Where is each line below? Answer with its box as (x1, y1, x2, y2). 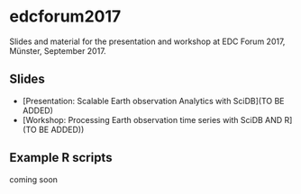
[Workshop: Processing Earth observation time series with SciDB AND (22, 114, 283, 125)
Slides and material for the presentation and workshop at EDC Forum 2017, (9, 36, 286, 47)
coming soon (9, 173, 59, 185)
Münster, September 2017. (9, 45, 106, 56)
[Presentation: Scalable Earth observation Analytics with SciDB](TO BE (22, 95, 286, 106)
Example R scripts (9, 150, 113, 165)
